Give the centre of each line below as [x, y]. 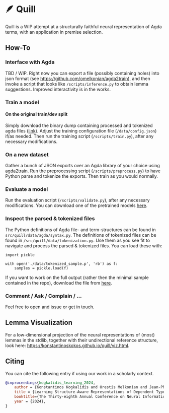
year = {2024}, [30, 401]
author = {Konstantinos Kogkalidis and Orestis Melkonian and [81, 387]
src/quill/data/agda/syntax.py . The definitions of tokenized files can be [81, 235]
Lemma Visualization [39, 323]
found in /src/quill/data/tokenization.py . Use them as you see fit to [77, 240]
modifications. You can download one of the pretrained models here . [76, 205]
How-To [18, 48]
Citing [15, 361]
